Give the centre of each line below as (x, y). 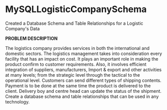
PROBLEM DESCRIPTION (31, 38)
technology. (18, 101)
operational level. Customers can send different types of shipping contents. (83, 80)
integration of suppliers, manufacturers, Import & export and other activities (83, 70)
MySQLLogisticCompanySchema (76, 9)
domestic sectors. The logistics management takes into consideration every (84, 53)
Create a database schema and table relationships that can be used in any (82, 96)
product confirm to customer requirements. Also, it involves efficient (76, 64)
